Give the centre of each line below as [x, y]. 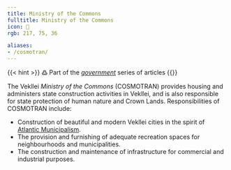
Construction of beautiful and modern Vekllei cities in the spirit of [111, 122]
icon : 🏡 [18, 26]
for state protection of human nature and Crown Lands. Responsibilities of [113, 101]
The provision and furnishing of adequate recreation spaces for [109, 137]
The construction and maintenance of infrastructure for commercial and [121, 152]
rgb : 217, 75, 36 [32, 33]
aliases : [20, 46]
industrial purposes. [46, 159]
